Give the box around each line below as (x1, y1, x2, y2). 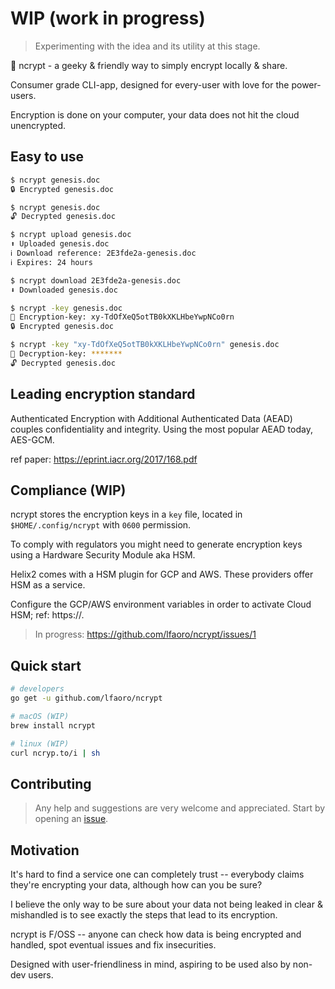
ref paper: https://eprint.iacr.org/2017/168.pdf (10, 453, 198, 465)
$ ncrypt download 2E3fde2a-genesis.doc (10, 275, 182, 286)
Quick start (10, 657, 82, 674)
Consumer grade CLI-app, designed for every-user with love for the (10, 78, 290, 91)
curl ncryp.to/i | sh (10, 748, 101, 758)
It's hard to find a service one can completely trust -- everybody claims (10, 868, 305, 881)
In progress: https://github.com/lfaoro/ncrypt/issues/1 (34, 628, 257, 641)
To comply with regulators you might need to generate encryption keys (10, 538, 303, 551)
